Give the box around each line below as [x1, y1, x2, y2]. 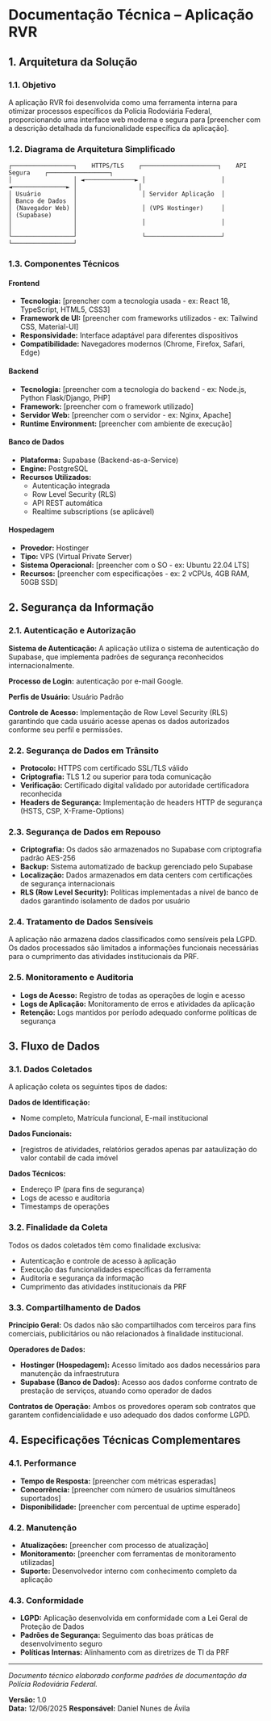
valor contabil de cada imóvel [19, 1153, 119, 1163]
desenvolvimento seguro [19, 1639, 103, 1649]
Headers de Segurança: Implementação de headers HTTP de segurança [19, 797, 263, 807]
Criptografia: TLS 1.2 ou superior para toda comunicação [19, 772, 212, 781]
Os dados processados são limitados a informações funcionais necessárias [8, 943, 260, 953]
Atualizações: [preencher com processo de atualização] [19, 1541, 209, 1551]
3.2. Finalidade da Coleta [8, 1222, 108, 1233]
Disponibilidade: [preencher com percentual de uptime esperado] [19, 1501, 240, 1512]
